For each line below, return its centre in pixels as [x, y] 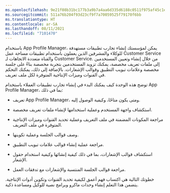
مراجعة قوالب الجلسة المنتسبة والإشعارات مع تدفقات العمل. [69, 169]
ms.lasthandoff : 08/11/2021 [35, 29]
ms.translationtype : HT [30, 19]
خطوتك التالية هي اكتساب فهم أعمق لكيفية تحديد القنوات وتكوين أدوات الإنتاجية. [80, 179]
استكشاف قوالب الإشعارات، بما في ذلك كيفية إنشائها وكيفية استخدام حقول [82, 154]
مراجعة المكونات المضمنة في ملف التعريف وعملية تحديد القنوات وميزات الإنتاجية [88, 119]
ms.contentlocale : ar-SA [31, 24]
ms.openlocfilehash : [27, 10]
